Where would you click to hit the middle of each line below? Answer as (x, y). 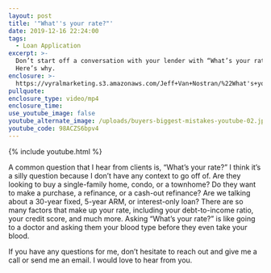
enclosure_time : (35, 106)
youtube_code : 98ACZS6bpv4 (54, 128)
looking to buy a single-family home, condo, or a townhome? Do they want (132, 184)
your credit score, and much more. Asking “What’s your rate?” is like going (132, 218)
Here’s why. (36, 69)
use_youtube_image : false (52, 114)
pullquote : (27, 91)
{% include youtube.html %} (55, 151)
